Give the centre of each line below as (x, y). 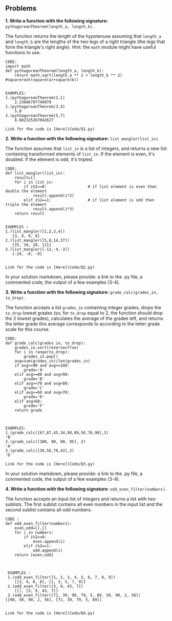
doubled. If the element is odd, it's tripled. (49, 159)
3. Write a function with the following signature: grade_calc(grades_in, (82, 292)
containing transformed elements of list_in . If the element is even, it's (80, 154)
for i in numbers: (34, 532)
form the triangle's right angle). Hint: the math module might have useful (81, 47)
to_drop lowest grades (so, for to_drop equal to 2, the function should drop (84, 313)
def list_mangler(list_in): (35, 173)
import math (18, 66)
